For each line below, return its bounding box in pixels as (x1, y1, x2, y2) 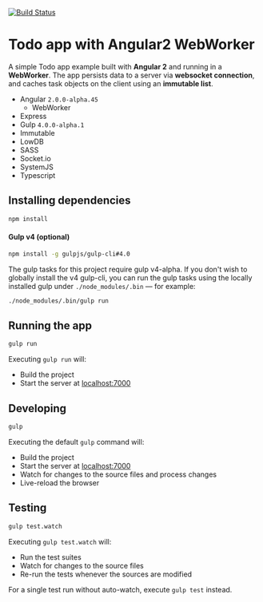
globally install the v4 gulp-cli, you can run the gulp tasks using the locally (8, 272, 253, 283)
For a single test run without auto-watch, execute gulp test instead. (8, 584, 233, 594)
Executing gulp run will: (8, 354, 86, 364)
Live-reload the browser (19, 477, 100, 487)
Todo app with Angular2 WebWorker (8, 36, 256, 53)
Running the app (8, 319, 92, 332)
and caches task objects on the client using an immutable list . (8, 78, 213, 88)
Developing (8, 402, 66, 415)
